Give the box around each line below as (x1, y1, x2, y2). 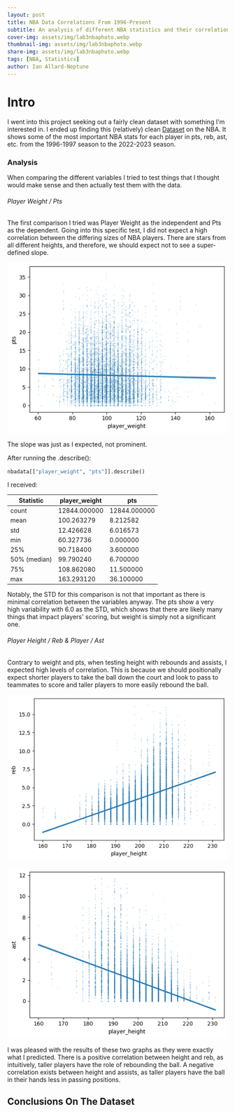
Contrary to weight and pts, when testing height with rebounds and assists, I (7, 658, 227, 666)
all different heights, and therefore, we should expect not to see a (7, 241, 196, 249)
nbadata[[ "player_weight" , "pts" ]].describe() (7, 468, 145, 475)
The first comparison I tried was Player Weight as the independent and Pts (7, 218, 222, 227)
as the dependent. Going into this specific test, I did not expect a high (7, 226, 208, 234)
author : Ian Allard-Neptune (7, 63, 90, 70)
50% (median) (10, 555, 52, 564)
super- (197, 241, 217, 249)
